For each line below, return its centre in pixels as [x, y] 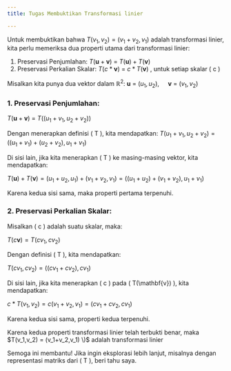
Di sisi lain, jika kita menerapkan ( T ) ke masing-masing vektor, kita [103, 157]
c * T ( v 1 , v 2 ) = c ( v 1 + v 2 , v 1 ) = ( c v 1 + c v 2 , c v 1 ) [70, 305]
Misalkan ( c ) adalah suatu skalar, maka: [65, 226]
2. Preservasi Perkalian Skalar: [60, 211]
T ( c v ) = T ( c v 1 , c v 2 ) [34, 241]
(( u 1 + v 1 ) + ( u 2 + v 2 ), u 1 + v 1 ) [47, 143]
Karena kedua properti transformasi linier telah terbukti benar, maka [103, 332]
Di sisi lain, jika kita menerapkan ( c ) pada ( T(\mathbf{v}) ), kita [98, 283]
